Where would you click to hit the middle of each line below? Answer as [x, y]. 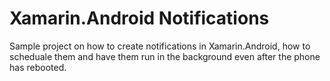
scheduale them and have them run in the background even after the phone [165, 56]
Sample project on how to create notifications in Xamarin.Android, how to [160, 46]
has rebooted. [38, 67]
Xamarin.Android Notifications [139, 18]
